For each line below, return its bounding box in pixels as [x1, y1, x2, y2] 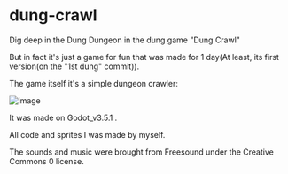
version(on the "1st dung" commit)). [9, 61, 140, 72]
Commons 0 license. [9, 155, 84, 166]
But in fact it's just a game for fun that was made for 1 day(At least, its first [9, 51, 279, 62]
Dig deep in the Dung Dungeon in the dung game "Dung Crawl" [9, 34, 241, 45]
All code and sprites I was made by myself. [9, 129, 166, 140]
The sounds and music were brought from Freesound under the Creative [9, 147, 275, 157]
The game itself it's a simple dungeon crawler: [9, 78, 179, 88]
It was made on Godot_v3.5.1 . [9, 112, 118, 123]
